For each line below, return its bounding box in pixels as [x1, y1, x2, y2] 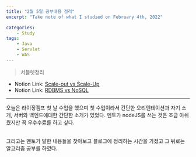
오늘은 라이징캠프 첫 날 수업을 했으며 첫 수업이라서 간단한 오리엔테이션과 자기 [6, 104, 181, 111]
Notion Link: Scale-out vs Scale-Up [14, 80, 100, 87]
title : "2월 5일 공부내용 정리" [6, 8, 75, 15]
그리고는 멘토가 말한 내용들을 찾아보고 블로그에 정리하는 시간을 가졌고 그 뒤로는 [6, 137, 185, 144]
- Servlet [16, 46, 41, 53]
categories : [6, 25, 35, 30]
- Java [16, 41, 33, 47]
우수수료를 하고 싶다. [27, 118, 75, 126]
